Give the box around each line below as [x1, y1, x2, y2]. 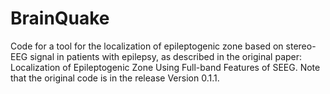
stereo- [285, 40, 317, 52]
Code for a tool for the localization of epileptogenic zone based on [10, 40, 284, 52]
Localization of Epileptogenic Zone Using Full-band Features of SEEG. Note [10, 61, 321, 73]
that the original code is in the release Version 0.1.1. [10, 72, 220, 84]
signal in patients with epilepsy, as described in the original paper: [29, 50, 303, 62]
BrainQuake [10, 7, 110, 30]
